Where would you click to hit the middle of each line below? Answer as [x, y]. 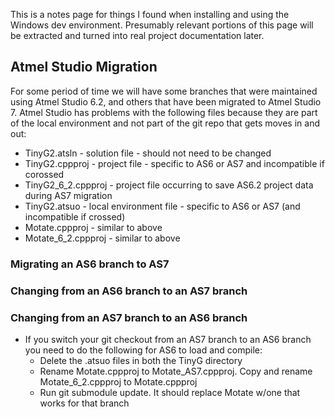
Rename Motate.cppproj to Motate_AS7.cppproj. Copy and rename [176, 371]
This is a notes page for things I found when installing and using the [150, 14]
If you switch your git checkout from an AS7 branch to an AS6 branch [168, 339]
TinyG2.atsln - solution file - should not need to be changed [148, 153]
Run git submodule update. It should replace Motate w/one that [170, 392]
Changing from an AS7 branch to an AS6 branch [129, 317]
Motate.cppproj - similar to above [93, 227]
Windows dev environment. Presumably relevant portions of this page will [162, 25]
